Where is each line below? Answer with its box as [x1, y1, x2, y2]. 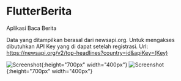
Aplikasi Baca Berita [6, 24, 57, 32]
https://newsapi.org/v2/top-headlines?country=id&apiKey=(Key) [6, 49, 168, 56]
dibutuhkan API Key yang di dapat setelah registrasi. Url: [6, 43, 149, 50]
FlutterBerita [6, 4, 72, 18]
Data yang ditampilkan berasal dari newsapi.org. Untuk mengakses [6, 36, 175, 43]
